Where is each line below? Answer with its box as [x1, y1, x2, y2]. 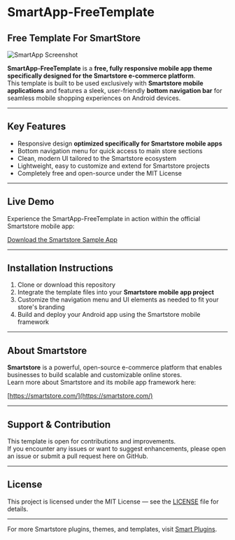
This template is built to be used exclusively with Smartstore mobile [7, 79, 204, 87]
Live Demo [7, 196, 55, 208]
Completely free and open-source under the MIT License [17, 169, 182, 177]
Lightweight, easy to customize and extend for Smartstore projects [17, 162, 210, 170]
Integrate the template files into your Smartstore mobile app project [17, 288, 215, 297]
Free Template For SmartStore [7, 32, 141, 44]
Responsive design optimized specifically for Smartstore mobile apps [17, 139, 222, 148]
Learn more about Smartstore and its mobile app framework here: [7, 378, 197, 387]
